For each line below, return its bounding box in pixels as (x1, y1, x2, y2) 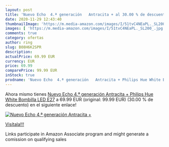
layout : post (5, 7, 33, 13)
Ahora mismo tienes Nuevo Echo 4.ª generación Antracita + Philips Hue (5, 91, 153, 97)
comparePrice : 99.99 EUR (5, 68, 57, 73)
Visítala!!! (5, 121, 24, 127)
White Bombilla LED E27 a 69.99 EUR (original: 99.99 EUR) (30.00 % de (5, 96, 153, 102)
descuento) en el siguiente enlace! (5, 101, 77, 108)
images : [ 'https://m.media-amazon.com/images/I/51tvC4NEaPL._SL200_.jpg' (5, 26, 165, 31)
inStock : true (5, 73, 35, 78)
